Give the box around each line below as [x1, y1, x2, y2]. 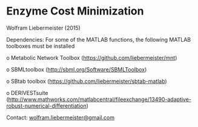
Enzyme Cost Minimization [6, 4, 144, 18]
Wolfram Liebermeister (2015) [6, 24, 81, 31]
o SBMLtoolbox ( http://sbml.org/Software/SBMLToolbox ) [6, 65, 147, 73]
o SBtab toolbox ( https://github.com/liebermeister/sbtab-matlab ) [6, 77, 168, 85]
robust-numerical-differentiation [6, 102, 87, 109]
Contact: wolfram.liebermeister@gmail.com [6, 114, 115, 121]
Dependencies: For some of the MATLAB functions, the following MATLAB [6, 36, 191, 43]
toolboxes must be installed [6, 42, 75, 50]
